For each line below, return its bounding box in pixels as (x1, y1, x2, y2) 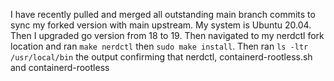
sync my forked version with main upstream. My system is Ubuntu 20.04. (10, 19, 312, 31)
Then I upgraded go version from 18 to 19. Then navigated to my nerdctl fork (10, 30, 325, 41)
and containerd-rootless (10, 62, 110, 73)
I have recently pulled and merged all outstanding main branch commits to (10, 9, 316, 20)
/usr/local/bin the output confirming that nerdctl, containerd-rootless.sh (10, 51, 313, 63)
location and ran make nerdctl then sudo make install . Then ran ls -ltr (10, 40, 309, 52)
